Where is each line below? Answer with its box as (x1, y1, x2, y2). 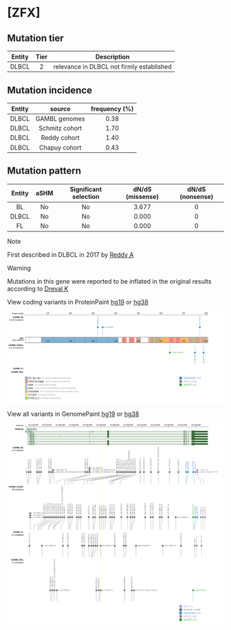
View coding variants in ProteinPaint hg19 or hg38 (7, 297, 149, 306)
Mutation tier (7, 32, 64, 44)
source (50, 105, 71, 113)
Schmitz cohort (38, 124, 82, 132)
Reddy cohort (41, 134, 80, 142)
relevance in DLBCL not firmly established (53, 62, 172, 70)
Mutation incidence (7, 84, 93, 96)
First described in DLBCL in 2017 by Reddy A (7, 250, 134, 259)
